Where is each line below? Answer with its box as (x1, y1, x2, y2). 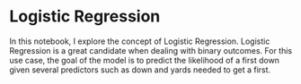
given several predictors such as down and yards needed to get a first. (9, 64, 271, 75)
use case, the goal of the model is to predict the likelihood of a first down (9, 55, 280, 65)
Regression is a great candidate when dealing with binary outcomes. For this (9, 45, 293, 55)
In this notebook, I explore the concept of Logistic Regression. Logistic (9, 36, 270, 46)
